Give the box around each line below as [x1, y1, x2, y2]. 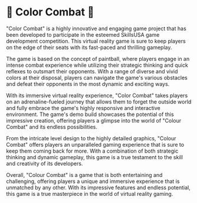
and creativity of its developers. [6, 160, 83, 167]
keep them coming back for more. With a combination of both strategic [6, 147, 179, 154]
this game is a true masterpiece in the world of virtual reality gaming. [6, 190, 173, 197]
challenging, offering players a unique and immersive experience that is [6, 178, 180, 185]
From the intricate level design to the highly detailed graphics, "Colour [6, 134, 176, 141]
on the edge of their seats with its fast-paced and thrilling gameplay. [6, 44, 172, 51]
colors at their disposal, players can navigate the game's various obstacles [6, 74, 188, 81]
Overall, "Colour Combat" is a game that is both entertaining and [6, 171, 163, 178]
